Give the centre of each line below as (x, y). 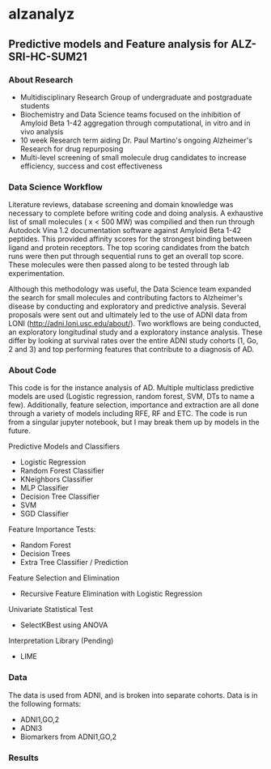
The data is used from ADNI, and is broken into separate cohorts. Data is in (133, 695)
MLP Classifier (44, 488)
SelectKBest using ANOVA (64, 625)
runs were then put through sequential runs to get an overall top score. (126, 257)
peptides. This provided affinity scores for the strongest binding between (130, 239)
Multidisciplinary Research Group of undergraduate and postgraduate (136, 97)
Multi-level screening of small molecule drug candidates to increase (133, 157)
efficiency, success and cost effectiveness (91, 166)
